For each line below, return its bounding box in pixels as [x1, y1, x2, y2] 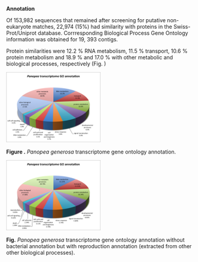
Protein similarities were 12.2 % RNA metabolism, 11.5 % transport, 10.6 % [6, 47, 188, 55]
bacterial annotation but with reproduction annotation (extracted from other [6, 243, 192, 250]
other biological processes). [6, 249, 75, 257]
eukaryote [6, 23, 32, 30]
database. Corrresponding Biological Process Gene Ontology [38, 29, 188, 37]
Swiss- [173, 23, 191, 30]
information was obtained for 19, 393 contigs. [6, 36, 118, 43]
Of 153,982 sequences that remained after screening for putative [6, 17, 166, 23]
